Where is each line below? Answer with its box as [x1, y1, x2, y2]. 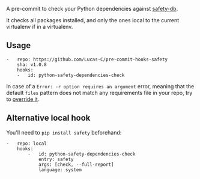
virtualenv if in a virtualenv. [6, 23, 73, 30]
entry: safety [38, 156, 74, 162]
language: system [38, 166, 82, 173]
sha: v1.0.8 [17, 61, 47, 68]
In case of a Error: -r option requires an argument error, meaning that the [6, 82, 195, 89]
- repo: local [6, 141, 47, 147]
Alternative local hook [6, 113, 91, 123]
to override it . [6, 96, 40, 103]
